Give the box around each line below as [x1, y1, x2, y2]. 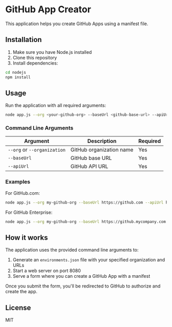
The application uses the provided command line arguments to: [5, 247, 139, 253]
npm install [5, 74, 31, 80]
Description [87, 137, 117, 145]
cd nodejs [5, 70, 27, 75]
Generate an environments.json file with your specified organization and [12, 257, 165, 263]
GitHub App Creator [5, 4, 91, 15]
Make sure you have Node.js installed [12, 49, 92, 55]
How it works [5, 233, 48, 242]
